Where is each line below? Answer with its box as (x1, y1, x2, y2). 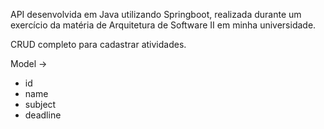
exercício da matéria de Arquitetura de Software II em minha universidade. (10, 19, 317, 31)
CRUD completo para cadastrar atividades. (10, 39, 187, 50)
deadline (24, 109, 62, 121)
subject (24, 99, 57, 110)
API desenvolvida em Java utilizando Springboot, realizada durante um (10, 9, 302, 20)
